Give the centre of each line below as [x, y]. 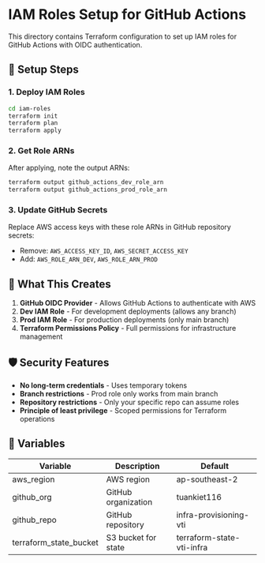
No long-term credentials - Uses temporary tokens [103, 385]
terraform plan [33, 123]
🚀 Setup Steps [43, 70]
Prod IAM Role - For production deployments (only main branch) [124, 320]
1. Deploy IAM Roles [47, 92]
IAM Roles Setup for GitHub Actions [127, 15]
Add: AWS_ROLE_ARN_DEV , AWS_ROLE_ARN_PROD [88, 259]
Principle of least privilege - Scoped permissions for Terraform [123, 411]
